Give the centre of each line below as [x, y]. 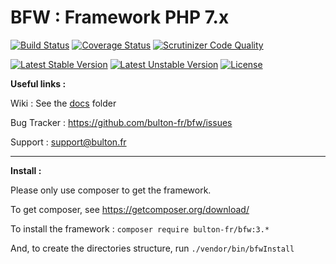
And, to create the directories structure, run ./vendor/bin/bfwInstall [152, 248]
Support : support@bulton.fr [68, 142]
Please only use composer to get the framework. [111, 190]
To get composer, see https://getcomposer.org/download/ [130, 209]
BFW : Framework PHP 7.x [120, 17]
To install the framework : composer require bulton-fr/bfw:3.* [140, 228]
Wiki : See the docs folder [63, 103]
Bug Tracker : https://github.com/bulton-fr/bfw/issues [121, 122]
